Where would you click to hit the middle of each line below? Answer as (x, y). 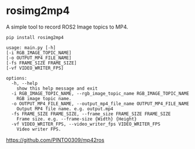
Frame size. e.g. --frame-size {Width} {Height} (77, 119)
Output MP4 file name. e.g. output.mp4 (65, 109)
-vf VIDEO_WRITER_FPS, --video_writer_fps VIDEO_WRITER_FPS (86, 124)
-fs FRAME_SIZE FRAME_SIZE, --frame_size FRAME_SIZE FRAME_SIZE (91, 114)
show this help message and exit (57, 88)
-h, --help (25, 83)
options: (17, 78)
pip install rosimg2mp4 (35, 37)
